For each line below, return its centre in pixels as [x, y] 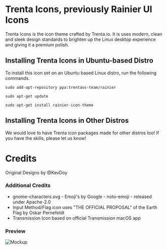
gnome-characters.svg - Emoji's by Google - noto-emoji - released [82, 196]
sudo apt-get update [27, 96]
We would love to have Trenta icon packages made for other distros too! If [82, 133]
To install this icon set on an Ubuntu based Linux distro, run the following [81, 73]
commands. [18, 78]
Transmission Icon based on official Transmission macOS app [77, 218]
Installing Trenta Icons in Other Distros [67, 120]
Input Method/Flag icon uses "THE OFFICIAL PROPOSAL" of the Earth [85, 207]
